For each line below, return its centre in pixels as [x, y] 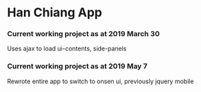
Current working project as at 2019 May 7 [77, 66]
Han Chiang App [55, 13]
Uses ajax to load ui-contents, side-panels [67, 48]
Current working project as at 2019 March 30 [83, 34]
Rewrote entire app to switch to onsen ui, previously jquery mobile [100, 81]
